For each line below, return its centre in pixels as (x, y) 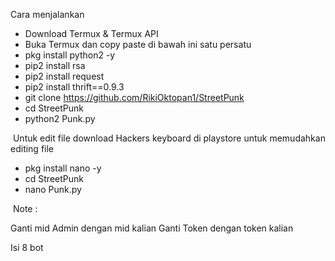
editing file (32, 148)
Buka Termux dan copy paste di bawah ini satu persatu (138, 44)
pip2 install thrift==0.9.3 (74, 87)
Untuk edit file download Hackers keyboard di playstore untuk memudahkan (169, 138)
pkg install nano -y (63, 168)
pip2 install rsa (55, 65)
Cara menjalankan (47, 14)
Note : (25, 208)
